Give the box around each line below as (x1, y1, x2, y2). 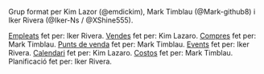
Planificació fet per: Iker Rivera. (8, 56, 113, 66)
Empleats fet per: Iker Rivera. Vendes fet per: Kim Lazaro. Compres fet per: (8, 31, 257, 40)
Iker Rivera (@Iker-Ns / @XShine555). (8, 15, 134, 25)
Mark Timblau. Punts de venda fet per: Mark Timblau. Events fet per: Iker (8, 39, 250, 49)
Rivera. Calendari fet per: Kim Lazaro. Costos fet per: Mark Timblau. (8, 48, 233, 57)
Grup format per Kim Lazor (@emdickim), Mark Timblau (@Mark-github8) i (8, 7, 256, 16)
